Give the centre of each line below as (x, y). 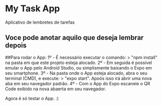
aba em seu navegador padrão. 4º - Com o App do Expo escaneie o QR (78, 83)
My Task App (32, 9)
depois (16, 46)
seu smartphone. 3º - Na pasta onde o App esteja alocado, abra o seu (76, 73)
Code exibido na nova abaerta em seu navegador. (56, 89)
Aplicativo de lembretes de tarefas (40, 22)
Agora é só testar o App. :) (32, 98)
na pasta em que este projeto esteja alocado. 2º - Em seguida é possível (79, 63)
